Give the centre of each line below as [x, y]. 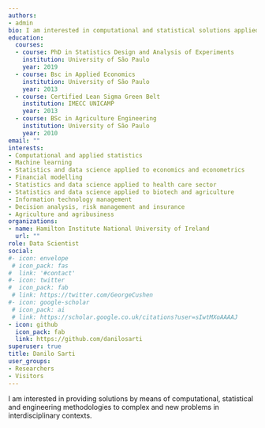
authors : [22, 15]
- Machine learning [40, 163]
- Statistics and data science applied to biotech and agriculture [121, 192]
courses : [30, 45]
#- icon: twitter [37, 280]
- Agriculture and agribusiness [61, 214]
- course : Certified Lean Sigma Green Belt [88, 97]
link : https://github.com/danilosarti [79, 339]
